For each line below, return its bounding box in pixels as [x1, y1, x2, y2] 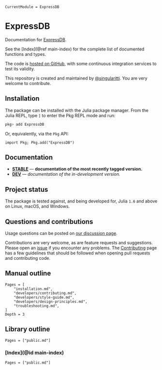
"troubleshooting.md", [14, 303, 59, 308]
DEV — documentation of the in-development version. [12, 171, 120, 177]
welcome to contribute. [5, 80, 51, 86]
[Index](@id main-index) [5, 349, 64, 356]
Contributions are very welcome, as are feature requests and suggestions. [5, 240, 153, 246]
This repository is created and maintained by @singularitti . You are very [5, 75, 147, 81]
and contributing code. [5, 255, 51, 261]
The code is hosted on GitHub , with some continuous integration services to [5, 61, 157, 67]
